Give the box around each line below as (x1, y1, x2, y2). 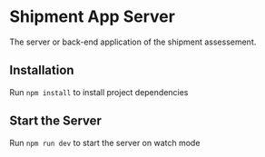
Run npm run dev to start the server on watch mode (9, 137, 201, 148)
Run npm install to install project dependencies (9, 86, 189, 97)
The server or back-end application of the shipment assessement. (9, 36, 257, 47)
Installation (9, 63, 74, 78)
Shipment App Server (9, 6, 175, 27)
